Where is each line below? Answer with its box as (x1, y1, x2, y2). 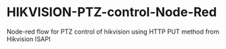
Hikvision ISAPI (6, 34, 51, 43)
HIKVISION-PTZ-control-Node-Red (6, 4, 217, 20)
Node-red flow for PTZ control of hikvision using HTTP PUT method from (6, 27, 220, 36)
